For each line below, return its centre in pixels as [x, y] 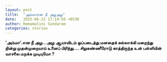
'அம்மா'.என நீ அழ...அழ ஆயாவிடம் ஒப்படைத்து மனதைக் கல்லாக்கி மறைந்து [79, 42]
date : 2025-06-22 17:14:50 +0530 [42, 19]
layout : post [19, 10]
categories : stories [27, 28]
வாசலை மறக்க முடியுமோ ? [30, 54]
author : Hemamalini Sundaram [35, 24]
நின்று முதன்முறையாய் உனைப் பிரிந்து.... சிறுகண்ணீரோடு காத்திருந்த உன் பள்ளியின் [83, 48]
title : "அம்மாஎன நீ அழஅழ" [35, 14]
